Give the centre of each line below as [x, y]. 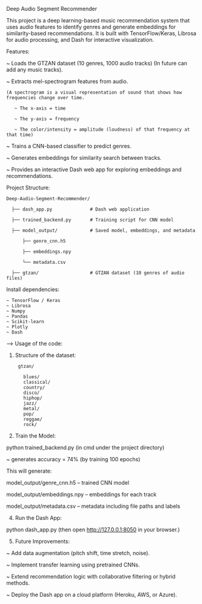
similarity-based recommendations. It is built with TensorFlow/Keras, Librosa [101, 33]
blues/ [32, 377]
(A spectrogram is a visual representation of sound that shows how [94, 93]
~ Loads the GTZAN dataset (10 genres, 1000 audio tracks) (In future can [97, 63]
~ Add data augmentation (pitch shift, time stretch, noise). [78, 553]
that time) [20, 135]
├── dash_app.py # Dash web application [80, 209]
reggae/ [33, 419]
